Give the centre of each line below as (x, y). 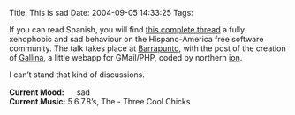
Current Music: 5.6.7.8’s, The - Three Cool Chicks (100, 101)
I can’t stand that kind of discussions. (77, 75)
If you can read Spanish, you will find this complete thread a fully (127, 29)
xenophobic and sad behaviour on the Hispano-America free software (136, 39)
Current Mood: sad (50, 92)
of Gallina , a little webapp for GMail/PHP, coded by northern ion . (126, 57)
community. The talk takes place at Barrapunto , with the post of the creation (147, 48)
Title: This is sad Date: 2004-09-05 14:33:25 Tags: (102, 13)
